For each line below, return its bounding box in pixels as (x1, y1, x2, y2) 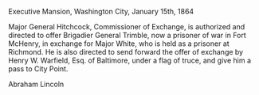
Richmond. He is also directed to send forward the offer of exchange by (8, 47, 244, 56)
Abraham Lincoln (8, 79, 65, 89)
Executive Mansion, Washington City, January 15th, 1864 (8, 7, 194, 16)
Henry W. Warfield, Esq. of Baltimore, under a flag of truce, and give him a (8, 55, 251, 65)
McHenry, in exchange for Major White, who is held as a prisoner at (8, 39, 230, 48)
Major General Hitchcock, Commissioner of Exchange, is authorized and (8, 22, 245, 31)
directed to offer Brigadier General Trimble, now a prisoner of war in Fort (8, 31, 247, 40)
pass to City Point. (8, 64, 69, 74)
